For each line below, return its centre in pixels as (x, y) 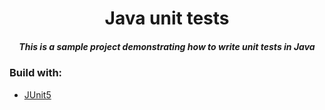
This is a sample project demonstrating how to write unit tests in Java (167, 46)
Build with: (36, 73)
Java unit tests (167, 18)
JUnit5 (37, 94)
